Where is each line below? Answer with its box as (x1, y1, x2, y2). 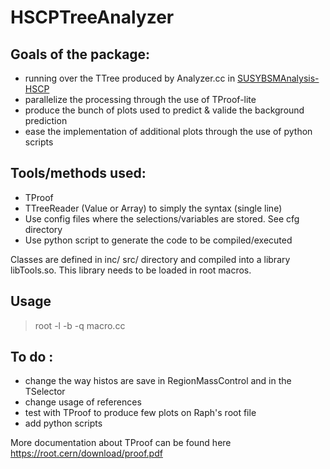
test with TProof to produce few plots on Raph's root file (24, 407, 257, 419)
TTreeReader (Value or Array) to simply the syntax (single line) (24, 202, 283, 214)
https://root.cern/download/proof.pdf (10, 447, 163, 460)
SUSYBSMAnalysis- (237, 72, 320, 84)
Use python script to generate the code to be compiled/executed (24, 234, 293, 246)
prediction (24, 115, 68, 126)
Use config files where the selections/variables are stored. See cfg (24, 212, 300, 225)
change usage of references (24, 396, 142, 408)
